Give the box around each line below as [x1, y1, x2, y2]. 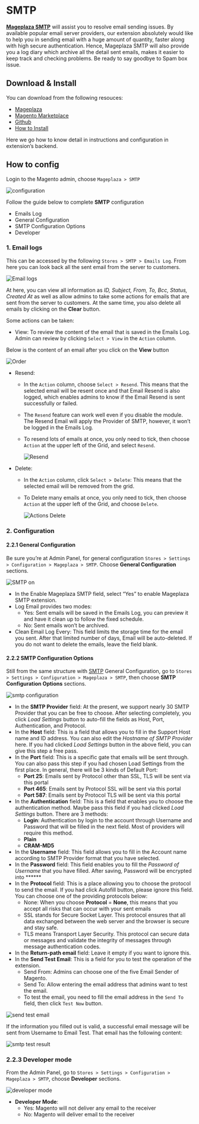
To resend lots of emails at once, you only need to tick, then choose [23, 435, 190, 443]
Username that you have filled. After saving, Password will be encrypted [14, 867, 192, 874]
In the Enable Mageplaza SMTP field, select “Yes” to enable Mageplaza [14, 590, 189, 597]
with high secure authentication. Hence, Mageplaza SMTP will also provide [6, 42, 189, 49]
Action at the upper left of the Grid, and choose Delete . [23, 500, 159, 507]
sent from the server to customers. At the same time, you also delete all [6, 299, 181, 306]
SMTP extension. [14, 596, 57, 604]
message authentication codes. [23, 943, 101, 951]
